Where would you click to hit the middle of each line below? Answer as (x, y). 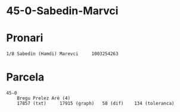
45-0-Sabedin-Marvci (62, 11)
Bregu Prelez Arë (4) (44, 98)
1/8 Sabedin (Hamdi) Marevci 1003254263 (62, 54)
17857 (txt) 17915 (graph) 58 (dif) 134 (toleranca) (96, 104)
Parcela (25, 77)
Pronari (25, 38)
